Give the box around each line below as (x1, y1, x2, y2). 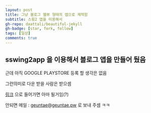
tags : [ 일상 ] (5, 31, 31, 36)
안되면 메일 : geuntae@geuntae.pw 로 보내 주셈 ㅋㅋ (5, 102, 110, 108)
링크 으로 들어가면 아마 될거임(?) (5, 91, 69, 97)
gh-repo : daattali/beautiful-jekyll (5, 21, 82, 27)
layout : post (5, 7, 33, 13)
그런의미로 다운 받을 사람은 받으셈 (5, 80, 72, 86)
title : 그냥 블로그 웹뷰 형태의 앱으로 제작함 (5, 12, 88, 17)
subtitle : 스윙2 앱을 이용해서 (5, 17, 63, 22)
